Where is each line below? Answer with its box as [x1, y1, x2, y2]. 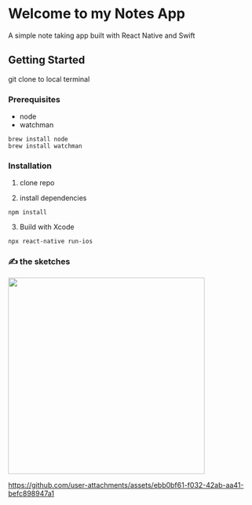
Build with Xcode [19, 222, 75, 232]
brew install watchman [8, 142, 82, 150]
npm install [8, 209, 47, 217]
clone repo [19, 178, 55, 188]
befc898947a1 [8, 489, 55, 498]
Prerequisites [8, 93, 60, 104]
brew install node [8, 135, 68, 144]
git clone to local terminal [8, 74, 90, 83]
